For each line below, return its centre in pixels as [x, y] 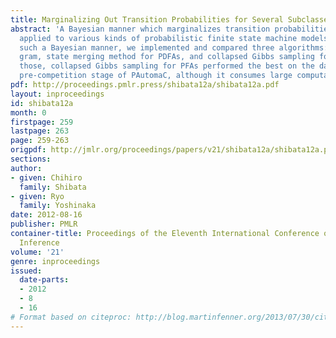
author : [26, 168]
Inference [39, 242]
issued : [26, 271]
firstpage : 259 [42, 122]
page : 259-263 [40, 141]
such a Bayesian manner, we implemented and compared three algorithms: [174, 47]
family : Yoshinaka [58, 206]
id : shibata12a [42, 103]
